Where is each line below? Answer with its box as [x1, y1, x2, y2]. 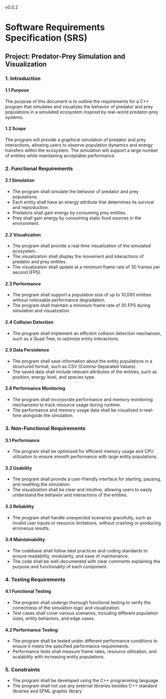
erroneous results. [12, 525, 50, 531]
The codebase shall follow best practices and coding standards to [12, 547, 148, 553]
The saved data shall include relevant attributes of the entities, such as [12, 369, 158, 375]
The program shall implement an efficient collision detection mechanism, [12, 330, 162, 336]
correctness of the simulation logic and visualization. [12, 605, 121, 611]
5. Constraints [5, 666, 40, 673]
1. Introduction [5, 75, 41, 82]
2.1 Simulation [5, 177, 35, 184]
